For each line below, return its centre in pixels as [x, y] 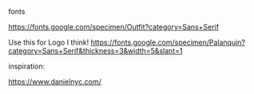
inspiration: [27, 66]
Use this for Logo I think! [49, 42]
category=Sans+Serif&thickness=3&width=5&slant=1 [95, 51]
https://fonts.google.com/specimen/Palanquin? [168, 42]
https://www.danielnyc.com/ [55, 82]
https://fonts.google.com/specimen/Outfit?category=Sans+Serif [114, 27]
